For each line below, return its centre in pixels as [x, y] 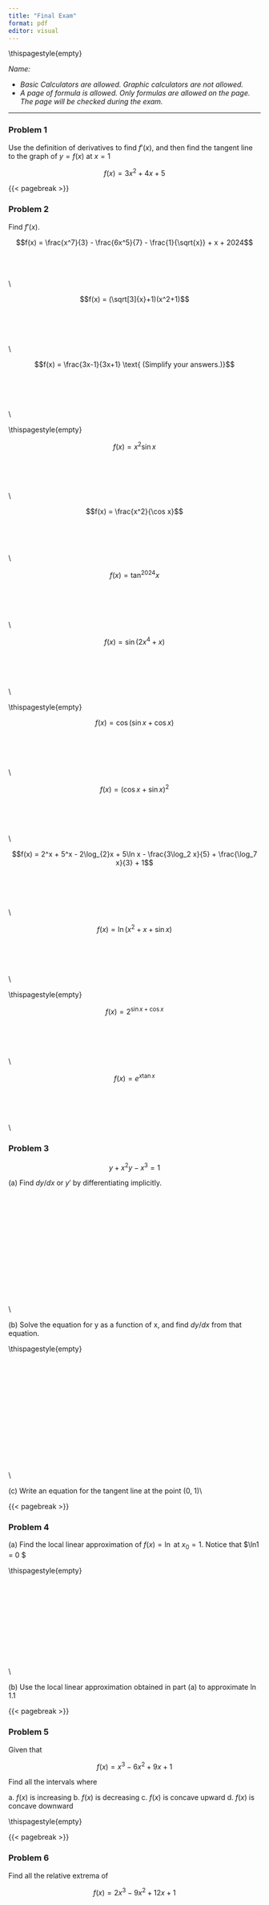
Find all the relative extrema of [58, 1875]
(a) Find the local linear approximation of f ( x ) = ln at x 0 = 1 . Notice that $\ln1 [134, 1546]
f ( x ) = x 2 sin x [134, 446]
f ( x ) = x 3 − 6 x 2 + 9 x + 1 [134, 1765]
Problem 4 [29, 1528]
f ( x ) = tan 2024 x [134, 574]
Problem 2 [29, 210]
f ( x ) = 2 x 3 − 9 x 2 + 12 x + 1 [134, 1891]
